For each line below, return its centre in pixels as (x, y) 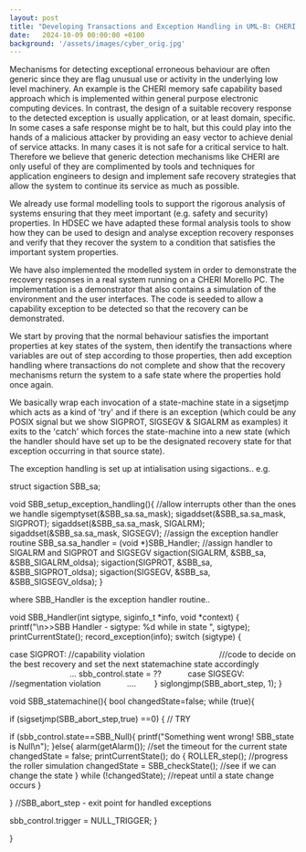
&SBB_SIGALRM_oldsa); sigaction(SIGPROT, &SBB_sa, (111, 562)
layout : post (34, 18)
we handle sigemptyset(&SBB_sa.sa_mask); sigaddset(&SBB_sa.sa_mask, (148, 514)
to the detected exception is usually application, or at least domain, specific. (153, 118)
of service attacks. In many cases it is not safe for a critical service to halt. (149, 147)
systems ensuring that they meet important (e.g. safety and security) (139, 213)
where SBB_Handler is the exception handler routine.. (110, 600)
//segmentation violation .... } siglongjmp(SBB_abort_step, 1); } (146, 684)
